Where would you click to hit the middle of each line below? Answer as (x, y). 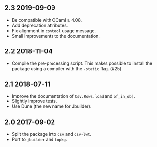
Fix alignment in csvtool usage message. (54, 30)
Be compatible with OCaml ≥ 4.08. (47, 20)
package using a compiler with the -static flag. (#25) (67, 68)
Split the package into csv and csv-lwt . (52, 134)
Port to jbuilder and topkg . (39, 139)
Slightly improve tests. (34, 101)
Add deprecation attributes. (40, 25)
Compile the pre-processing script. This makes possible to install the (82, 63)
